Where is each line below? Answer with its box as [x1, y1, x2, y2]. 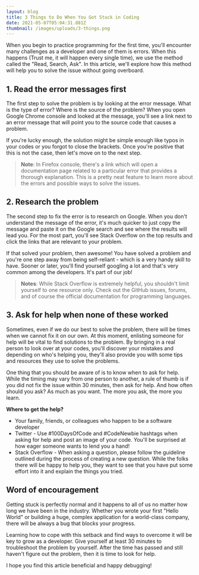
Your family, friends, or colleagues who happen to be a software [14, 417, 172, 424]
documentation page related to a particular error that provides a [20, 167, 177, 174]
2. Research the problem [6, 197, 99, 207]
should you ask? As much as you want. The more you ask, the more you [6, 388, 182, 395]
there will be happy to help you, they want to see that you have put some [14, 461, 193, 469]
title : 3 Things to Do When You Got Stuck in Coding [6, 14, 140, 20]
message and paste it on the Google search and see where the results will [6, 225, 187, 232]
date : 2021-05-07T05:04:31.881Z [6, 20, 86, 26]
